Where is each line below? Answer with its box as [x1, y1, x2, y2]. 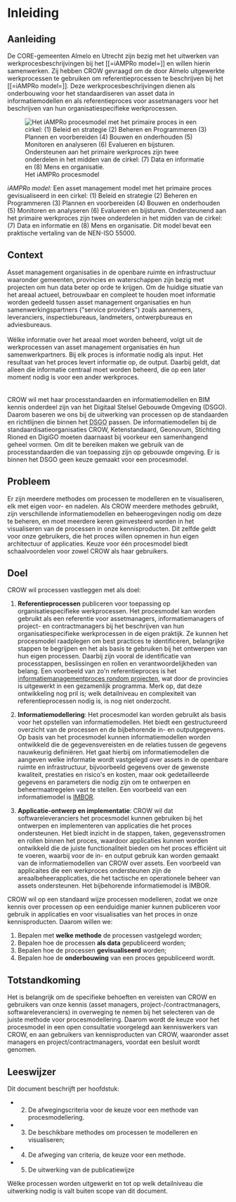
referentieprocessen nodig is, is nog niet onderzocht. [17, 697, 171, 706]
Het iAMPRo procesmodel [25, 171, 100, 178]
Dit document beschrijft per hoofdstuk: [7, 1084, 119, 1093]
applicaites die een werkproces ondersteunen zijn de [17, 866, 171, 875]
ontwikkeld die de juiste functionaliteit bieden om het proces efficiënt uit [17, 844, 227, 852]
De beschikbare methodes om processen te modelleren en [27, 1128, 198, 1136]
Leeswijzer [7, 1066, 56, 1078]
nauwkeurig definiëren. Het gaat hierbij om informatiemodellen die [17, 748, 209, 756]
